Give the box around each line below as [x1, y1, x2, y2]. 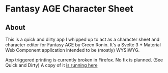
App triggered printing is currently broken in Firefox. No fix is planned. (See [5, 57, 163, 63]
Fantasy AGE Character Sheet [5, 3, 134, 15]
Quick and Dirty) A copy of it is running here [5, 62, 98, 68]
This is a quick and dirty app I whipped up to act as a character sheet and [5, 36, 159, 42]
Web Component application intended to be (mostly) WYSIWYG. [5, 47, 140, 53]
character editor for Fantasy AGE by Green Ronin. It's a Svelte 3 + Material [5, 42, 161, 48]
